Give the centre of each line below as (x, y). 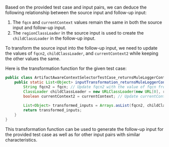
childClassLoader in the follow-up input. (54, 38)
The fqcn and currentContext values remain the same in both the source (87, 22)
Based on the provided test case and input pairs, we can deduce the (76, 7)
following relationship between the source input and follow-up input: (76, 13)
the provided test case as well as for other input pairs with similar (73, 134)
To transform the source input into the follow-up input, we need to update (81, 48)
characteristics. (21, 139)
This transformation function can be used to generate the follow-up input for (84, 129)
